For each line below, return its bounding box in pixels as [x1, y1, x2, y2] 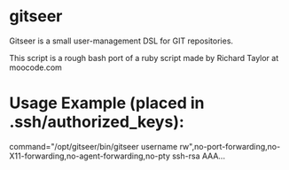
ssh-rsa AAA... [171, 151, 226, 161]
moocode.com [9, 62, 62, 73]
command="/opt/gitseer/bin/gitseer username [9, 141, 178, 151]
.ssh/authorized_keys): [9, 112, 184, 132]
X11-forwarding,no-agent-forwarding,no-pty [9, 151, 171, 161]
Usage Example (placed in [9, 93, 205, 113]
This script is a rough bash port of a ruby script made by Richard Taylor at [9, 52, 279, 63]
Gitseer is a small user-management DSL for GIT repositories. [9, 35, 233, 46]
